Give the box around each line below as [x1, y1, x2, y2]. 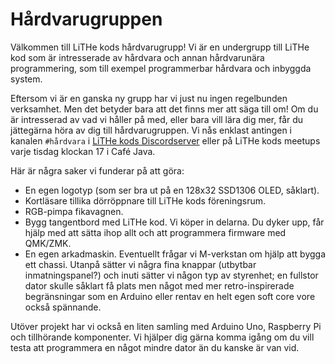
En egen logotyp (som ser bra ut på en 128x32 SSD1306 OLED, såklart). [24, 184, 320, 196]
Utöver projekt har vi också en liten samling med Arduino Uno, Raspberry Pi [10, 320, 322, 332]
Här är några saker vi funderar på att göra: [10, 164, 185, 177]
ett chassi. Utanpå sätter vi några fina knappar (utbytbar [24, 258, 257, 270]
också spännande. [24, 301, 102, 313]
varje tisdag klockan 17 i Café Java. [10, 145, 156, 157]
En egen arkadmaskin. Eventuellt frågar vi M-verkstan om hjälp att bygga [24, 248, 327, 260]
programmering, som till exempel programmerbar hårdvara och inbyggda [10, 62, 312, 74]
